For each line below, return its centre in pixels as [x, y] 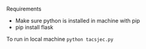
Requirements [24, 9]
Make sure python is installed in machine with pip [78, 21]
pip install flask [34, 27]
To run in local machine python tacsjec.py [60, 39]
